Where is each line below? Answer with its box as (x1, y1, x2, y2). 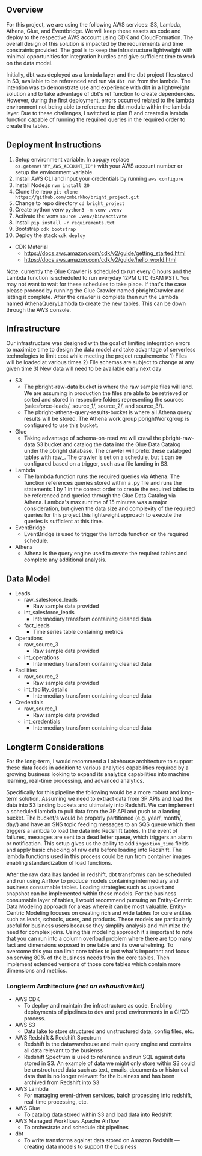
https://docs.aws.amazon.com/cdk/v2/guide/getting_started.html (23, 250, 186, 257)
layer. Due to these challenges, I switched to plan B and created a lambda (6, 109, 188, 116)
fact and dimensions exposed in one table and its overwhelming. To (6, 941, 174, 949)
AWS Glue (14, 1105, 40, 1112)
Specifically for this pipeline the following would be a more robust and (6, 789, 179, 796)
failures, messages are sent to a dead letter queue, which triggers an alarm (6, 833, 192, 841)
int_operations (23, 654, 60, 661)
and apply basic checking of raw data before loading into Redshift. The (6, 847, 182, 854)
